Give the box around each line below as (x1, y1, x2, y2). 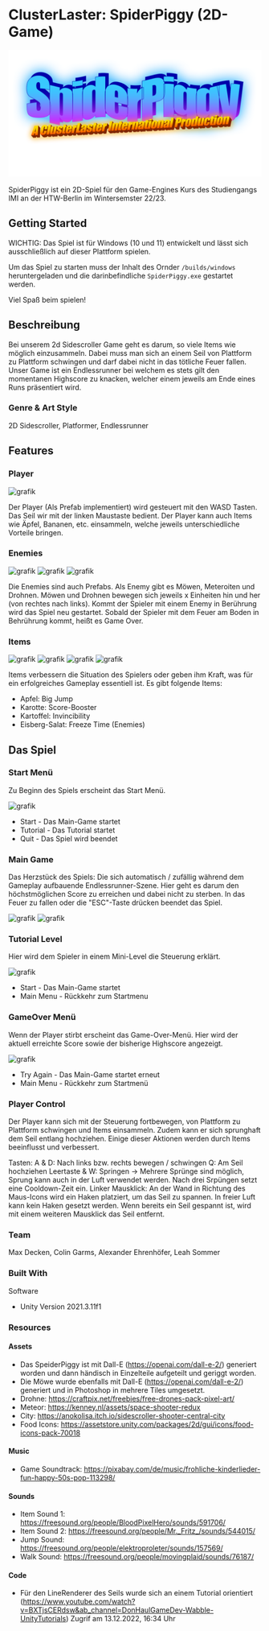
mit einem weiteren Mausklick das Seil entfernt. (8, 1209, 165, 1219)
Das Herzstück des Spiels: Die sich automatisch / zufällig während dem (8, 872, 244, 882)
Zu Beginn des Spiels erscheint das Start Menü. (8, 785, 166, 795)
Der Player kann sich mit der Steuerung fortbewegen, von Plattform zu (8, 1117, 241, 1126)
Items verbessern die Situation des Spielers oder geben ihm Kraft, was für (8, 670, 253, 679)
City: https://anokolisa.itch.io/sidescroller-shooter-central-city (19, 1410, 226, 1420)
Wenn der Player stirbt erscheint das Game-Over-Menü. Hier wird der (8, 1030, 238, 1039)
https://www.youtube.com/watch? (22, 1596, 136, 1607)
